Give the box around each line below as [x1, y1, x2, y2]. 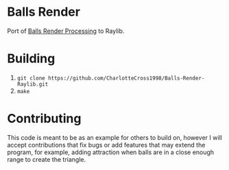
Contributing [7, 111, 82, 127]
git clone [16, 75, 46, 82]
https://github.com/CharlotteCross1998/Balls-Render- [47, 75, 205, 82]
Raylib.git [16, 80, 49, 88]
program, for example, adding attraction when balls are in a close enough [7, 148, 215, 156]
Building [7, 51, 56, 66]
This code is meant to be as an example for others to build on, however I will [7, 133, 223, 141]
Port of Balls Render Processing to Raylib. [7, 27, 125, 35]
